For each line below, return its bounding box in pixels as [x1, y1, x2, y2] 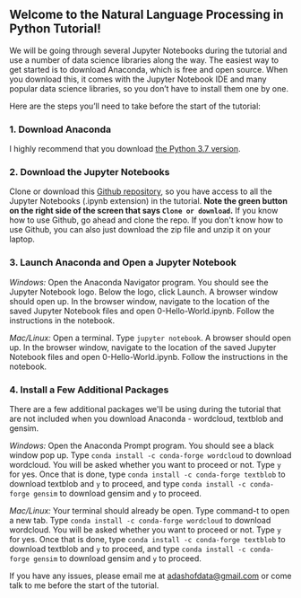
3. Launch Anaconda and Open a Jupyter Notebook [9, 256, 237, 268]
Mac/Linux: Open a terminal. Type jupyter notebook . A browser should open [9, 332, 291, 343]
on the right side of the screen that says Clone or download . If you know [9, 206, 279, 216]
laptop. [9, 233, 36, 245]
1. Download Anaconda [9, 123, 112, 136]
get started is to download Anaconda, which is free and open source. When [9, 64, 288, 75]
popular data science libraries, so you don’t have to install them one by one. [9, 83, 289, 93]
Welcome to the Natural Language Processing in [9, 7, 284, 22]
